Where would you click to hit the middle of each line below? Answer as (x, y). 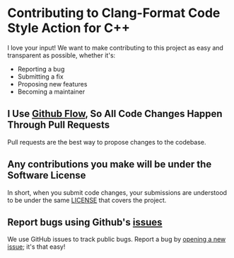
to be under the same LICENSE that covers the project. (87, 200)
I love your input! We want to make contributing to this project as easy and (116, 47)
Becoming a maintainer (51, 91)
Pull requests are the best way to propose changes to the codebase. (107, 142)
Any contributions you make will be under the (110, 164)
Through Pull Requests (59, 125)
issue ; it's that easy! (36, 247)
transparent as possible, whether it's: (62, 55)
